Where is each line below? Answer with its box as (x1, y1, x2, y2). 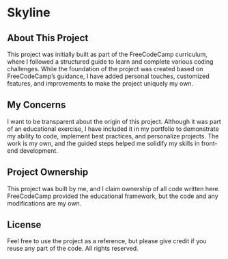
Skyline (7, 5, 51, 21)
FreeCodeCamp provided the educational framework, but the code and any (7, 192, 218, 200)
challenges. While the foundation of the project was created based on (7, 65, 203, 73)
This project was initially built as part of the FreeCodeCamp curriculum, (7, 50, 208, 58)
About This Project (7, 32, 89, 44)
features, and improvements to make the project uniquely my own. (7, 79, 193, 87)
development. (19, 146, 58, 155)
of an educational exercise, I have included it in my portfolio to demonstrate (7, 125, 220, 133)
